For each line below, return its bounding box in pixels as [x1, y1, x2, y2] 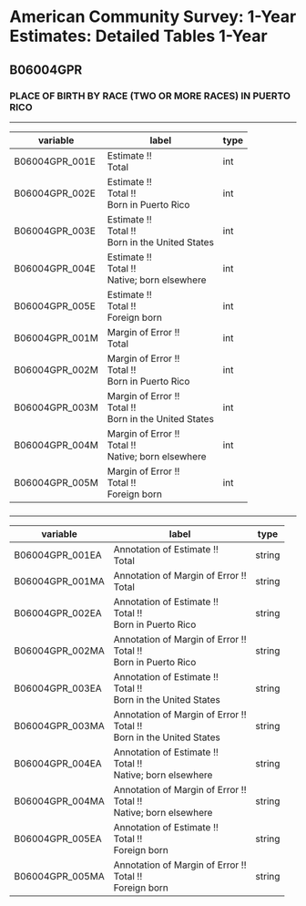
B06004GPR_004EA [14, 757, 102, 769]
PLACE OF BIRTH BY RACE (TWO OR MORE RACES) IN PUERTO [9, 89, 291, 102]
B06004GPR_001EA [14, 549, 102, 561]
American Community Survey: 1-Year [9, 6, 297, 27]
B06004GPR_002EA [14, 606, 102, 619]
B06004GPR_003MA [14, 719, 105, 732]
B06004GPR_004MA [14, 795, 105, 808]
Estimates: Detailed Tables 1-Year [9, 26, 268, 46]
